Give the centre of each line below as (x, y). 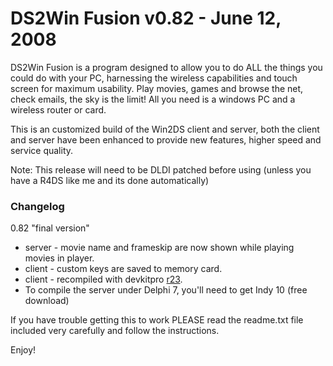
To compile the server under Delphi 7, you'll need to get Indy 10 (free (166, 290)
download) (47, 301)
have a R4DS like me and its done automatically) (110, 180)
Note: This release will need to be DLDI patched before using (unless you (161, 169)
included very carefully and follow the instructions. (115, 331)
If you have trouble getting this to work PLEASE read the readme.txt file (157, 320)
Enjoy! (23, 350)
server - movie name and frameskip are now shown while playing (159, 248)
